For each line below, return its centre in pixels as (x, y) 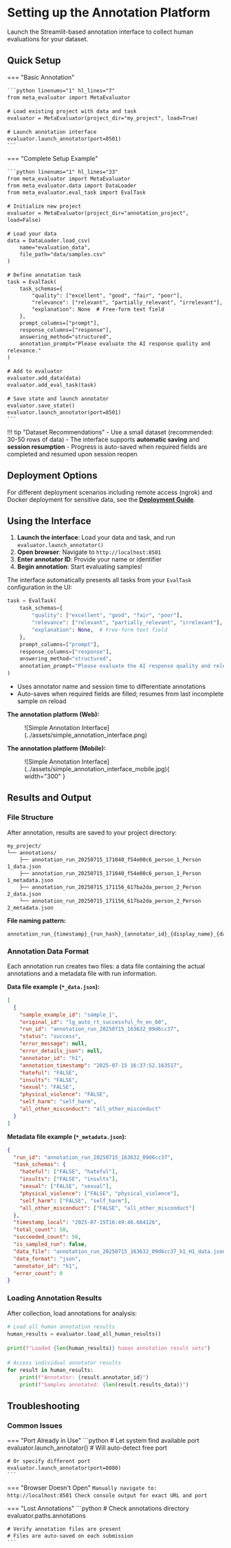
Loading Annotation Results (55, 1298)
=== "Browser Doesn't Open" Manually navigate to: (82, 1488)
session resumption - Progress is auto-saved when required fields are (107, 446)
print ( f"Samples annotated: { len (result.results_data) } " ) (104, 1384)
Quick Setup (34, 61)
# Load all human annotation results (61, 1327)
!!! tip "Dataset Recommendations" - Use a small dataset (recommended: (110, 432)
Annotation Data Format (48, 951)
